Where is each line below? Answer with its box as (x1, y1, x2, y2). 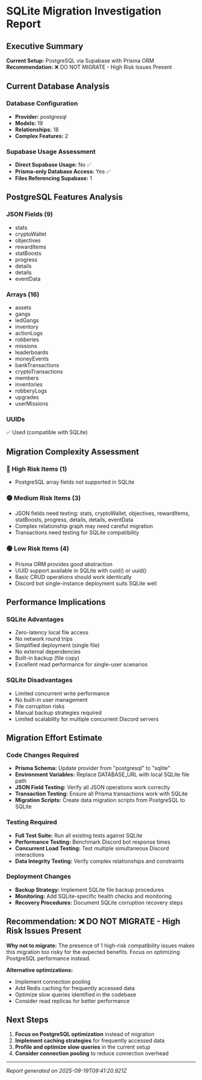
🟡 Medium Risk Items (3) (6, 493, 81, 502)
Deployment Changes (6, 873, 71, 881)
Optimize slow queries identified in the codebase (14, 991, 136, 998)
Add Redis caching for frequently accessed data (14, 984, 135, 991)
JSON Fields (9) (6, 210, 53, 218)
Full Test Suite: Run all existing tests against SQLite (14, 832, 143, 839)
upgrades (14, 393, 39, 400)
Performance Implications (6, 597, 106, 607)
